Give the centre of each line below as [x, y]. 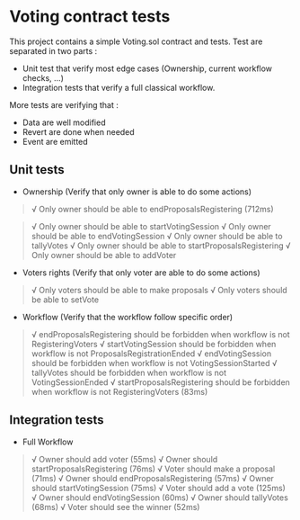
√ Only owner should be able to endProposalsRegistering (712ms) [152, 209]
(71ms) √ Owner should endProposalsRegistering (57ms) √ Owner [152, 478]
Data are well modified [64, 122]
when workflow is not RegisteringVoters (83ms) [119, 391]
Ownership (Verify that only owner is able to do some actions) [137, 192]
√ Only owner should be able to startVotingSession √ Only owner [151, 226]
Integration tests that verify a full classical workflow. [119, 87]
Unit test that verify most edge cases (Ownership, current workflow [147, 68]
